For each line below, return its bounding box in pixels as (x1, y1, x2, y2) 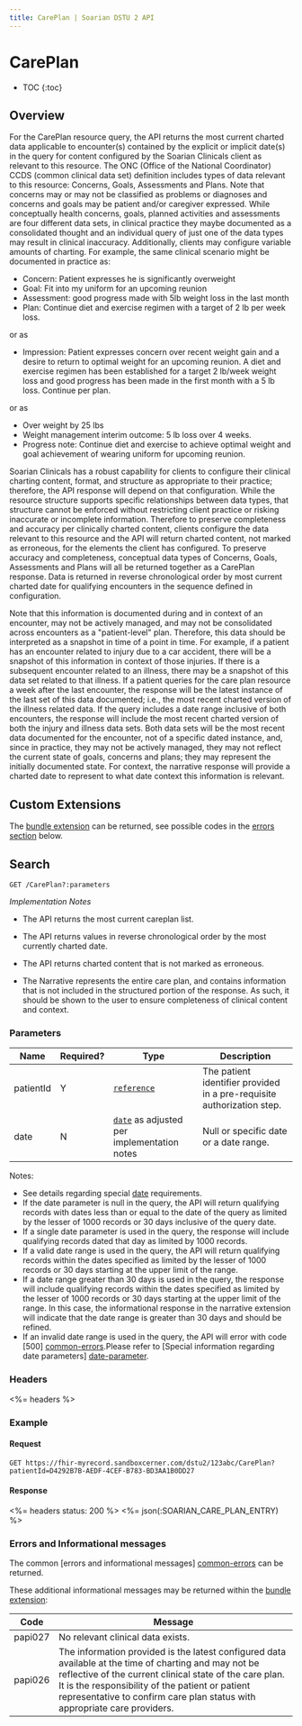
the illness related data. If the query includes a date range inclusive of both (9, 704, 287, 714)
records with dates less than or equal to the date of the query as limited (22, 1207, 288, 1218)
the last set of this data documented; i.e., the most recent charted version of (9, 695, 292, 705)
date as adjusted (113, 1113, 183, 1126)
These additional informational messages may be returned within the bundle (9, 1585, 292, 1595)
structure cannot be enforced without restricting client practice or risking (9, 504, 280, 515)
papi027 (13, 1631, 50, 1644)
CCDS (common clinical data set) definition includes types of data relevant (9, 170, 286, 181)
